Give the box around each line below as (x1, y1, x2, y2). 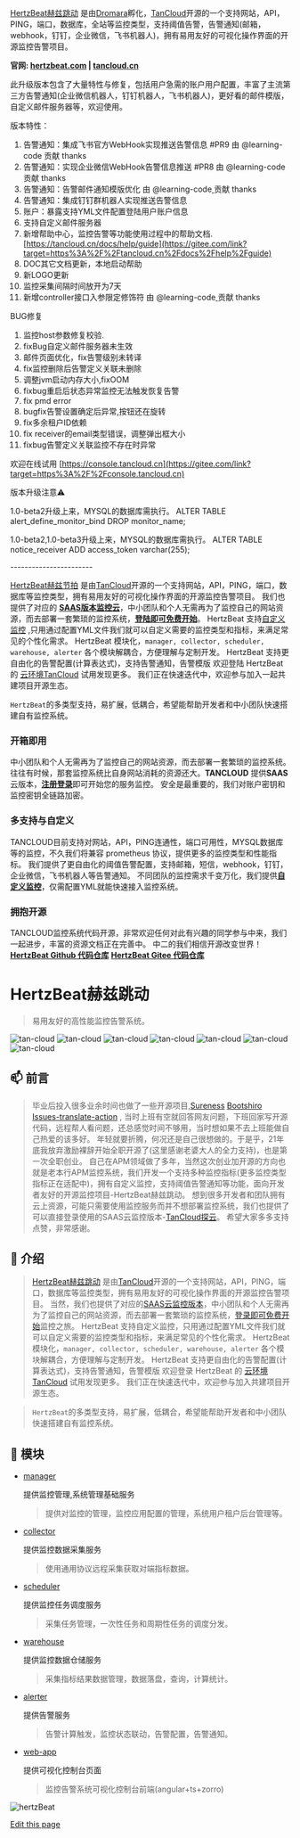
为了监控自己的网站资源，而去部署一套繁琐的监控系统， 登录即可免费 (31, 1309, 282, 1321)
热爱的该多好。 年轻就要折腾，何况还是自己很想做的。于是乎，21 (39, 1133, 277, 1144)
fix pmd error (22, 396, 72, 406)
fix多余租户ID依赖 (22, 417, 87, 428)
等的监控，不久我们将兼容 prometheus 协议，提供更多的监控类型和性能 (10, 848, 270, 858)
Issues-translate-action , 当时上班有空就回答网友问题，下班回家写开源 (31, 1111, 288, 1121)
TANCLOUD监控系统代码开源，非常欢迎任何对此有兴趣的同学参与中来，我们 (10, 927, 288, 938)
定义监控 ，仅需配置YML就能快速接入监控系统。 (10, 881, 183, 891)
